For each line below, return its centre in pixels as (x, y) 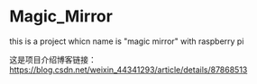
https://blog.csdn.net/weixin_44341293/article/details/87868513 (128, 70)
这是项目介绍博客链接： (53, 59)
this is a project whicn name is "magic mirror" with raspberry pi (127, 41)
